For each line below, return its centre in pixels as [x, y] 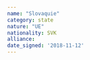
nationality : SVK [32, 33]
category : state [30, 20]
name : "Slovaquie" [33, 13]
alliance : [21, 39]
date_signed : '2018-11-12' [46, 46]
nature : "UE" [26, 26]
